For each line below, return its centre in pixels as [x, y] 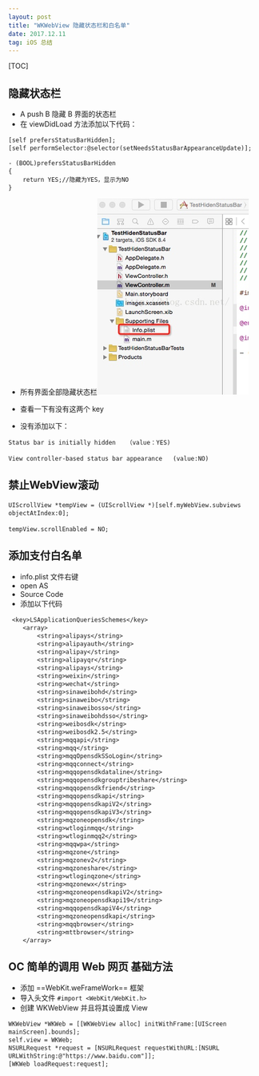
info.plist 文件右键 [49, 576]
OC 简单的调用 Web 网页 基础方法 [91, 967]
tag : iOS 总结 [31, 42]
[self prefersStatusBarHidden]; [62, 140]
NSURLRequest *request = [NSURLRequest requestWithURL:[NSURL [114, 1048]
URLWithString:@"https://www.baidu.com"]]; [82, 1056]
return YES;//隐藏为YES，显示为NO [76, 180]
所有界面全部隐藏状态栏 [58, 392]
